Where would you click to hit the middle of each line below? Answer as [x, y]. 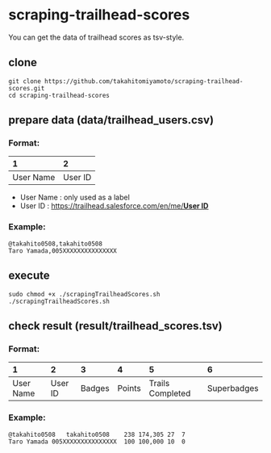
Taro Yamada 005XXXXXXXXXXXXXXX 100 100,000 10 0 [97, 442]
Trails [159, 384]
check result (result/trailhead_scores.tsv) [116, 326]
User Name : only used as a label [75, 197]
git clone [25, 81]
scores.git [27, 88]
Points [129, 388]
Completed [170, 393]
